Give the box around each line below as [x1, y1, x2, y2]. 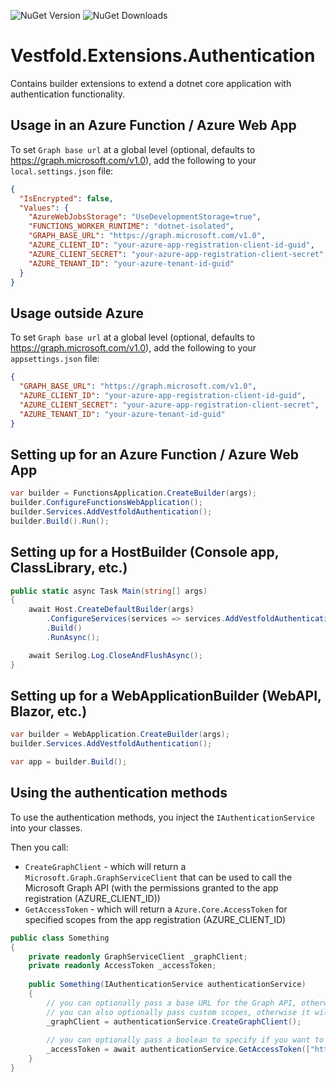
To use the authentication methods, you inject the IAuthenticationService [10, 811, 315, 823]
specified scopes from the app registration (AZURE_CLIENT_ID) [24, 913, 287, 925]
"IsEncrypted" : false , [19, 193, 114, 204]
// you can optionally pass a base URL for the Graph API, [46, 998, 298, 1008]
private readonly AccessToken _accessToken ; [28, 961, 217, 971]
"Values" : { [19, 203, 70, 213]
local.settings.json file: [10, 165, 114, 177]
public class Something [10, 933, 110, 943]
